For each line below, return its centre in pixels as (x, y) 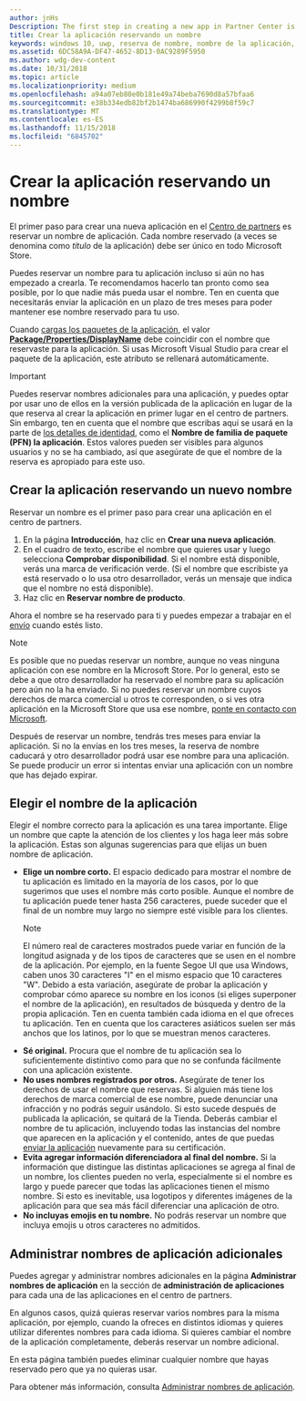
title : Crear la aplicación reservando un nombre (106, 35)
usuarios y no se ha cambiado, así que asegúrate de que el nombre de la (146, 451)
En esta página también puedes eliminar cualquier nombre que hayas (139, 1360)
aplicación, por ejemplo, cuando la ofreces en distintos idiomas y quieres (147, 1323)
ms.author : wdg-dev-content (63, 60)
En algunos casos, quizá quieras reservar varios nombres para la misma (144, 1313)
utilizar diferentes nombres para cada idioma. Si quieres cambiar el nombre (150, 1333)
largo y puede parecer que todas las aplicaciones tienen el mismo (146, 1187)
